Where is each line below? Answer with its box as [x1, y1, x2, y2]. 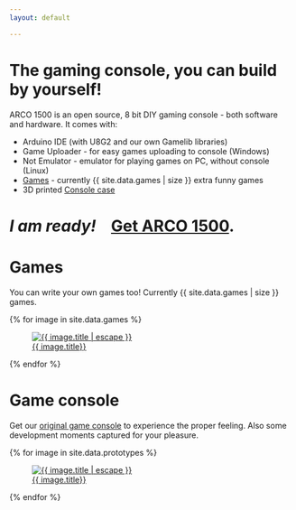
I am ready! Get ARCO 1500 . [9, 216, 235, 236]
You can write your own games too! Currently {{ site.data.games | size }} [9, 286, 280, 298]
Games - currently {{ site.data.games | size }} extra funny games [22, 174, 264, 185]
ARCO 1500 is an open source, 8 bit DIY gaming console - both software [9, 109, 278, 120]
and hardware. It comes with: [9, 118, 118, 129]
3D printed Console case [22, 184, 116, 195]
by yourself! [9, 79, 102, 99]
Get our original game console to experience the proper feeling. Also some [9, 420, 287, 431]
